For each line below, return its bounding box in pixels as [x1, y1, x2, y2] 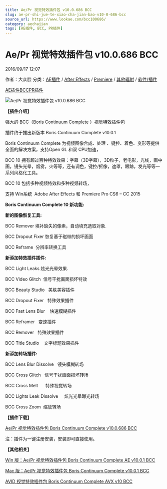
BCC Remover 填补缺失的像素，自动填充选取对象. [5, 223, 106, 229]
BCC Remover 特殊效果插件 [5, 329, 64, 336]
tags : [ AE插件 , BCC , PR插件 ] [5, 26, 63, 31]
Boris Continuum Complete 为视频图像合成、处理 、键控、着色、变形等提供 [5, 140, 160, 146]
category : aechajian [5, 21, 48, 27]
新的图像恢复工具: [5, 212, 42, 218]
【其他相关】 [5, 446, 31, 452]
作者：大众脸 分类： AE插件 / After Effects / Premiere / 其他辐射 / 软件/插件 [5, 76, 157, 83]
